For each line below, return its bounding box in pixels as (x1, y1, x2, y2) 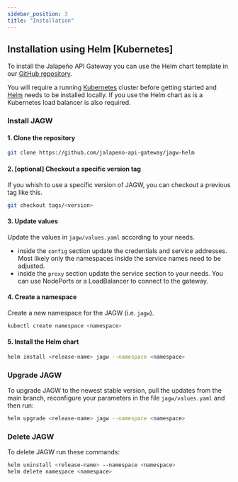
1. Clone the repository (7, 133, 76, 142)
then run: (7, 401, 34, 410)
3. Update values (7, 217, 59, 225)
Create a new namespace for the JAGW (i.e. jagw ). (7, 308, 154, 317)
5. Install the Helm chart (7, 337, 79, 346)
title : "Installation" (7, 17, 74, 24)
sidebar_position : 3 (7, 10, 69, 18)
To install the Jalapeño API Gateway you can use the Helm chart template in (7, 62, 229, 71)
